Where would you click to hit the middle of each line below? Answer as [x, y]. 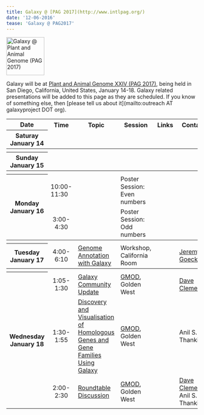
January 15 [27, 166]
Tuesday [27, 252]
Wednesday [27, 337]
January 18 [27, 344]
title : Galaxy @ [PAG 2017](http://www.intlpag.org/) [76, 12]
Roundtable [94, 388]
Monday [27, 203]
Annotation [93, 256]
